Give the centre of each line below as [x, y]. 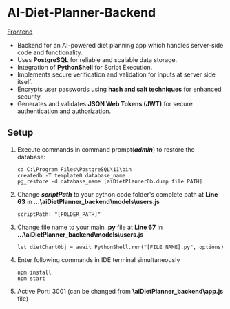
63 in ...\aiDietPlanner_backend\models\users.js [88, 201]
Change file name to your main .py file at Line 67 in [90, 227]
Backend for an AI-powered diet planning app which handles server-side [120, 45]
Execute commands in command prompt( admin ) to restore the [106, 149]
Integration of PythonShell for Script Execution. [85, 67]
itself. [25, 81]
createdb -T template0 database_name [71, 175]
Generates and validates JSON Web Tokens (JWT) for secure [105, 103]
